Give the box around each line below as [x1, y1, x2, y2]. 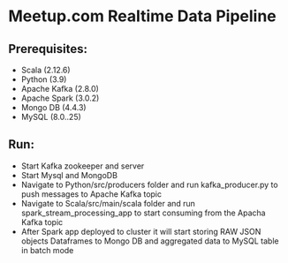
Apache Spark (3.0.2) [20, 93, 100, 103]
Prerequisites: [8, 41, 87, 56]
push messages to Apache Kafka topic [20, 188, 163, 199]
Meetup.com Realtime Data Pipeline [8, 6, 277, 26]
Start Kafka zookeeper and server [20, 161, 145, 171]
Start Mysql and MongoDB [20, 169, 118, 180]
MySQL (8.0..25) [20, 112, 81, 122]
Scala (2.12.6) [20, 64, 72, 75]
